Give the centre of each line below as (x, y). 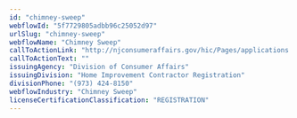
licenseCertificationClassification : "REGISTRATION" (109, 100)
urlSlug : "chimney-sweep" (57, 34)
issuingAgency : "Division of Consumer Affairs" (99, 67)
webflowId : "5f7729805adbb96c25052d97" (83, 26)
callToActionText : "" (49, 59)
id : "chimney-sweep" (48, 17)
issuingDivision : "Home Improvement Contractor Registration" (127, 75)
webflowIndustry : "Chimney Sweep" (74, 91)
